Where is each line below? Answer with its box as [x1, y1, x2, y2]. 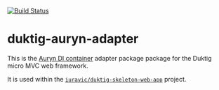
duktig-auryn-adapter [7, 31, 139, 47]
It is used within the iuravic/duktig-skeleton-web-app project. [7, 75, 187, 83]
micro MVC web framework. [7, 61, 89, 70]
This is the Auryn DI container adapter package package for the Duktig [7, 54, 212, 62]
